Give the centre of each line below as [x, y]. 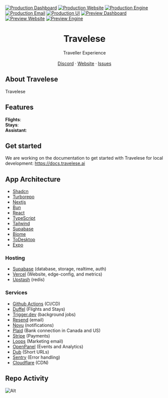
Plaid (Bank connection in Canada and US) [56, 330]
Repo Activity [27, 379]
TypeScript [24, 218]
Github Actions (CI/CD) [36, 304]
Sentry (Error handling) [36, 357]
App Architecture [33, 179]
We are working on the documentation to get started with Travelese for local [84, 158]
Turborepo [23, 197]
